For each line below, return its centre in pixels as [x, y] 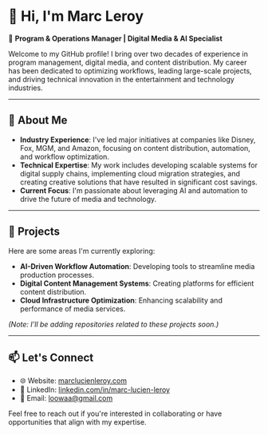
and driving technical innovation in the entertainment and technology [122, 79]
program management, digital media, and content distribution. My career [128, 62]
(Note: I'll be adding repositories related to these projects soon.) [114, 324]
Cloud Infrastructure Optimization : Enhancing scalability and [121, 300]
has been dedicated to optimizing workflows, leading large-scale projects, [130, 70]
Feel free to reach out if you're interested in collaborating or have [115, 413]
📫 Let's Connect [51, 357]
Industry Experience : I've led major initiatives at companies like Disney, [138, 140]
